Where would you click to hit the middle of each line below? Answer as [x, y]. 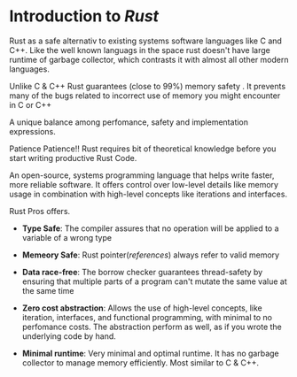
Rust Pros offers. [40, 211]
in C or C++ [31, 104]
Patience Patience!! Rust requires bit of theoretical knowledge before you [143, 149]
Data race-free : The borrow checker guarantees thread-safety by [142, 272]
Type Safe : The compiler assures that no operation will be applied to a [150, 228]
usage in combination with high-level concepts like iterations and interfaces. [148, 194]
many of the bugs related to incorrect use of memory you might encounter [145, 96]
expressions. [32, 131]
